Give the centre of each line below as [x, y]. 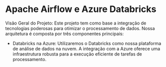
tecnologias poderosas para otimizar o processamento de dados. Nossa [80, 28]
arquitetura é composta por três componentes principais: [65, 33]
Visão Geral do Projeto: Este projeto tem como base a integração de [76, 23]
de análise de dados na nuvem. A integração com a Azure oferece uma [86, 48]
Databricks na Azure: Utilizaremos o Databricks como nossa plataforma [87, 43]
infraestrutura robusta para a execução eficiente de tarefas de [77, 54]
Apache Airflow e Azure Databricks [81, 9]
